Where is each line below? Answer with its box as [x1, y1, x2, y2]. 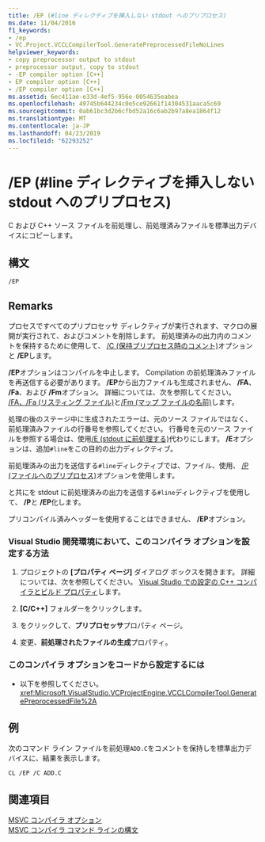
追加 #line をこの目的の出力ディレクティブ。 [35, 444, 178, 454]
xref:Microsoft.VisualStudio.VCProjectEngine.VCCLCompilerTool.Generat [19, 688, 257, 697]
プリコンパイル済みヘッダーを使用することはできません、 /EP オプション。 [8, 514, 250, 524]
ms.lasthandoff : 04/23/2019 [8, 129, 101, 137]
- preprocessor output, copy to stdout [8, 63, 140, 71]
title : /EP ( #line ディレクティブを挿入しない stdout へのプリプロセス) [8, 11, 227, 20]
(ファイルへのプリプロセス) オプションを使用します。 [8, 471, 180, 480]
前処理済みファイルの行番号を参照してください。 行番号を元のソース [8, 425, 232, 434]
